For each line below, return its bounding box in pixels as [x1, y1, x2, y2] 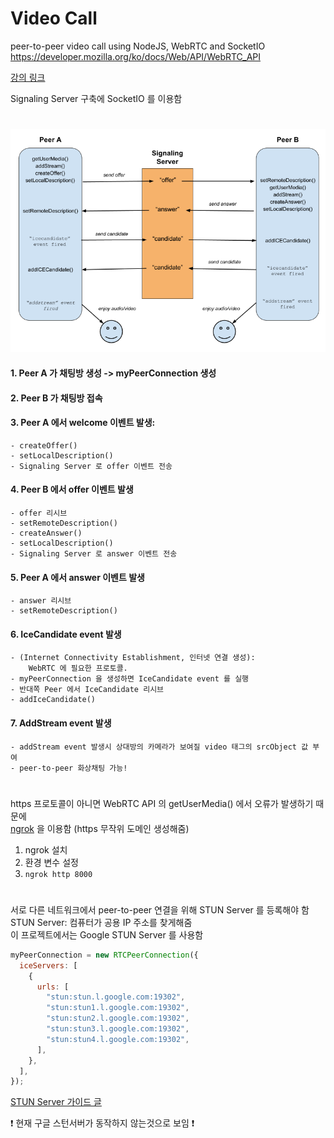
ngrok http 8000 [24, 869, 93, 879]
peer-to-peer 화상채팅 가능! [19, 763, 128, 773]
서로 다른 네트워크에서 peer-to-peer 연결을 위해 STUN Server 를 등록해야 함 [10, 903, 310, 916]
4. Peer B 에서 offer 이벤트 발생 [10, 483, 134, 496]
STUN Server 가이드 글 [10, 1096, 102, 1108]
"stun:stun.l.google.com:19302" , [46, 992, 186, 1002]
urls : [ [36, 982, 70, 992]
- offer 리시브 [10, 508, 68, 518]
